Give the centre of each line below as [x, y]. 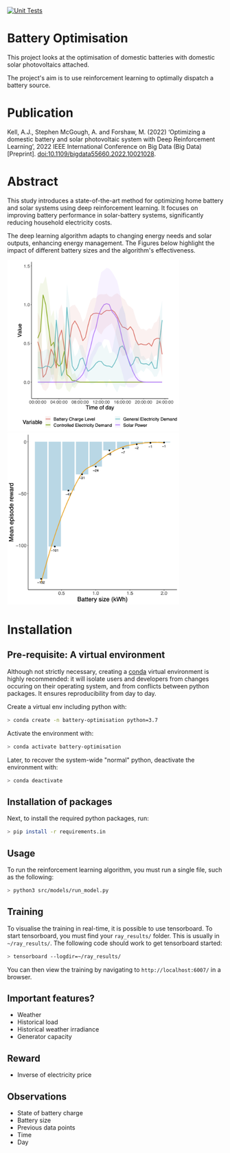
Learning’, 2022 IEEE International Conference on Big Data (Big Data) [104, 146]
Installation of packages [60, 802]
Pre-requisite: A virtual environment [86, 655]
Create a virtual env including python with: [67, 706]
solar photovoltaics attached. [48, 65]
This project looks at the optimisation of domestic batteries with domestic [111, 57]
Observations [37, 1096]
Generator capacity [44, 1037]
